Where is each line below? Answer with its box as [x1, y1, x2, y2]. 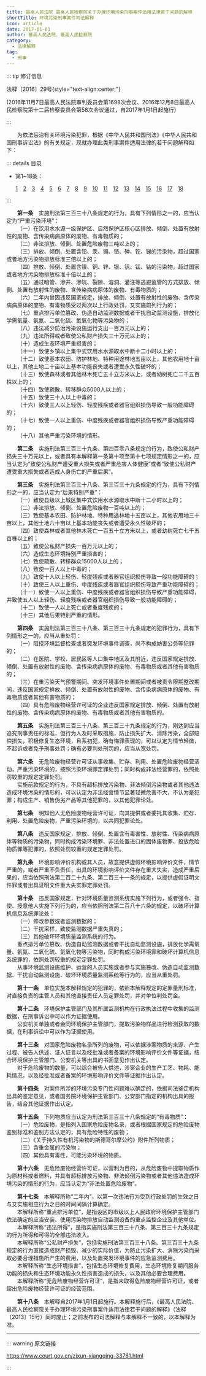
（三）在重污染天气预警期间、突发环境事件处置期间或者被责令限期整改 [17, 678, 194, 685]
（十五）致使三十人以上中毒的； [17, 393, 98, 401]
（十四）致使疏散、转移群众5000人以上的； [17, 385, 128, 393]
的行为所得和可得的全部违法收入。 [6, 1231, 93, 1239]
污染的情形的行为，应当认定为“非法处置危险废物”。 [11, 1180, 140, 1187]
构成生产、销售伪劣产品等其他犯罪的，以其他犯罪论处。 [17, 796, 157, 803]
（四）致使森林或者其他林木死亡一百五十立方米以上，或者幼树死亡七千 [17, 527, 194, 534]
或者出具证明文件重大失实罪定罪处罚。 [17, 881, 114, 889]
